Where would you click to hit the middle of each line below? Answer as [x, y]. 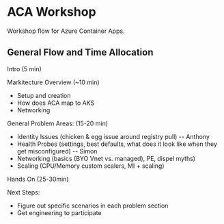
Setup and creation [44, 95]
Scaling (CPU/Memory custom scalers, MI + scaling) [91, 166]
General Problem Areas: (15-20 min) [57, 123]
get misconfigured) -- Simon [57, 151]
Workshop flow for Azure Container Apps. [66, 31]
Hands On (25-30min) [38, 179]
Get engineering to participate [59, 212]
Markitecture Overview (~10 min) [54, 82]
